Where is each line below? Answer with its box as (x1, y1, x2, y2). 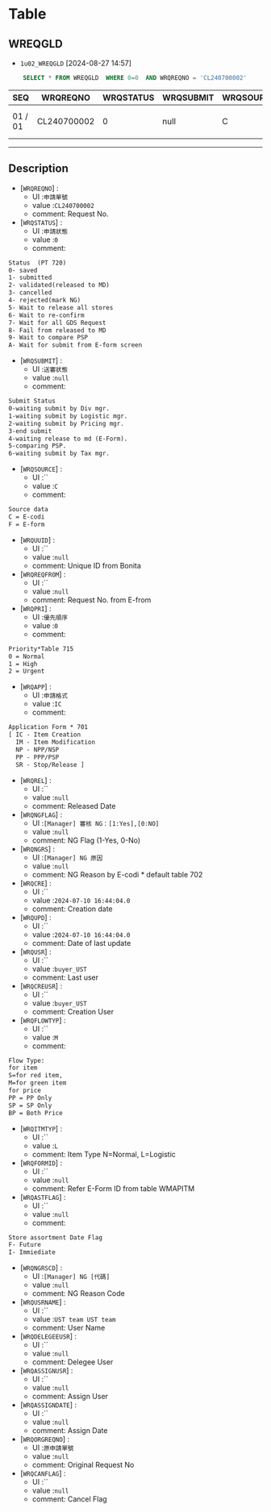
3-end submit (8, 427, 52, 435)
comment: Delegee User (31, 1357, 114, 1367)
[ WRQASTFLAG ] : (19, 1192, 66, 1202)
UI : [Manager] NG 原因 (31, 852, 103, 862)
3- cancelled (8, 289, 52, 297)
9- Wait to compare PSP (8, 334, 89, 342)
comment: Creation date (31, 904, 113, 914)
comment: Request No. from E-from (31, 594, 152, 605)
